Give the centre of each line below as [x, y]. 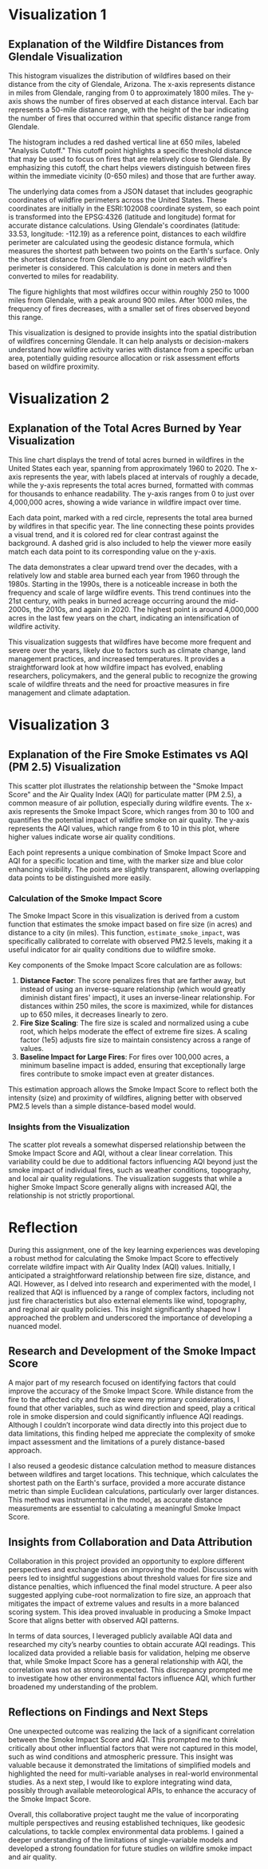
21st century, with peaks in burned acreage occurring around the [115, 601]
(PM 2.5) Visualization [65, 767]
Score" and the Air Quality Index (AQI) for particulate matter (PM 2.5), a [125, 794]
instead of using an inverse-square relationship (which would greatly [132, 989]
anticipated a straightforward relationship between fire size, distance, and [130, 1275]
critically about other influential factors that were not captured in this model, [133, 1748]
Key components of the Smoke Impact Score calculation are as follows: [125, 965]
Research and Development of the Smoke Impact [132, 1351]
